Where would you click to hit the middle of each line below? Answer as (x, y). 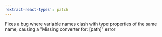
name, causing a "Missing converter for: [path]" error (60, 29)
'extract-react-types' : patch (37, 10)
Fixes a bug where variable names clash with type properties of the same (81, 24)
